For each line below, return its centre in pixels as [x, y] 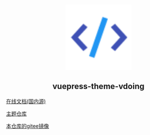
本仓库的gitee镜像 [28, 126]
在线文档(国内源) [26, 101]
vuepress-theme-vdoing [98, 86]
